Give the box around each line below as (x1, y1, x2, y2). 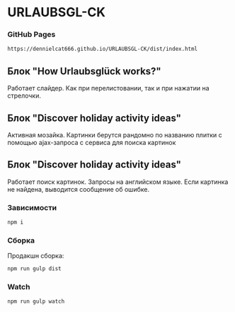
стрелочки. (7, 91, 41, 100)
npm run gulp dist (7, 265, 62, 272)
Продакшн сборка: (7, 252, 64, 260)
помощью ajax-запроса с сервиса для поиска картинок (7, 138, 176, 146)
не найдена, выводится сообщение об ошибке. (7, 185, 150, 193)
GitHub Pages (7, 30, 56, 40)
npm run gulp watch (7, 298, 65, 305)
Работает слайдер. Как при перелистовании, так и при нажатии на (7, 84, 210, 93)
